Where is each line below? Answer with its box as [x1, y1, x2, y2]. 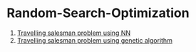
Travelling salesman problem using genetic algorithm [16, 36, 172, 44]
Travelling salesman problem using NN [16, 28, 131, 37]
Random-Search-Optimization [6, 5, 190, 21]
